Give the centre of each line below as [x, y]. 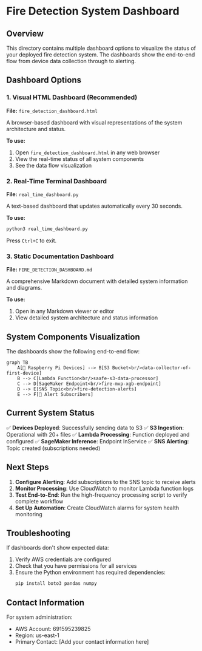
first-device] [24, 373]
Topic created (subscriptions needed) [53, 448]
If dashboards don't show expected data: [58, 548]
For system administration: [39, 617]
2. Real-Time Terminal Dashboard [57, 181]
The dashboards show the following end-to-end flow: [73, 351]
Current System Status [51, 413]
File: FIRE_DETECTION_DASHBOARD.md [49, 270]
